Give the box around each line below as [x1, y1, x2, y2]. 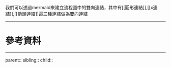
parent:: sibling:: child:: [5, 57, 53, 63]
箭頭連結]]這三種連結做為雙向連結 [17, 11, 88, 17]
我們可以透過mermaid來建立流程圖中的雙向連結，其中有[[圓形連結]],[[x [5, 5, 154, 10]
